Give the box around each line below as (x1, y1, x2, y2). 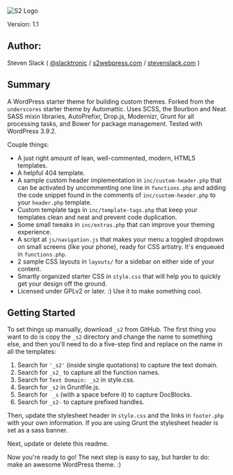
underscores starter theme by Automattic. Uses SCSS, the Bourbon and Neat (7, 104, 226, 113)
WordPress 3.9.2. (7, 127, 57, 135)
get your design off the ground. (17, 279, 108, 288)
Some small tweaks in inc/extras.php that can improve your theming (17, 220, 215, 229)
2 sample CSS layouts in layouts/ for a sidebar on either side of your (17, 257, 215, 266)
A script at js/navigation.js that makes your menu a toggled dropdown (17, 235, 224, 243)
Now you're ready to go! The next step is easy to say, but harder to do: (7, 453, 210, 462)
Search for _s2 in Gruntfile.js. (17, 383, 101, 392)
